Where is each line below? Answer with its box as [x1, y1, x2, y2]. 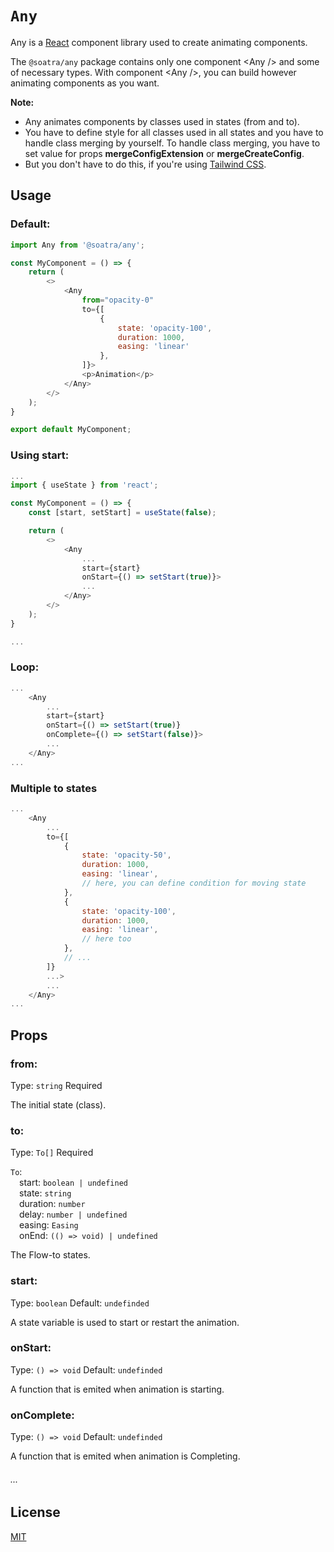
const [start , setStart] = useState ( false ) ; [28, 508, 217, 518]
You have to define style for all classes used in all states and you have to [24, 126, 324, 138]
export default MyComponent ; [10, 425, 132, 435]
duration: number [19, 1198, 86, 1210]
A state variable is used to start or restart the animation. [10, 1316, 240, 1328]
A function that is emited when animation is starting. [10, 1383, 225, 1395]
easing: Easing [19, 1219, 79, 1231]
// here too [81, 934, 132, 944]
